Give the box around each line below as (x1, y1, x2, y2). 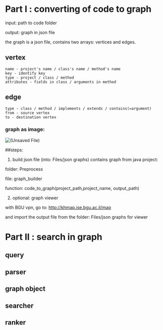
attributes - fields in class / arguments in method (5, 79, 116, 85)
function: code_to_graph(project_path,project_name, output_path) (5, 185, 140, 191)
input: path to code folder (5, 20, 57, 26)
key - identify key (5, 71, 46, 76)
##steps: (5, 147, 23, 153)
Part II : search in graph (5, 232, 103, 243)
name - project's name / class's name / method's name (5, 66, 121, 71)
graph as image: (5, 126, 45, 133)
